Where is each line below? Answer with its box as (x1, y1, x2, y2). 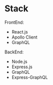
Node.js (11, 58, 28, 64)
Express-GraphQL (11, 74, 48, 80)
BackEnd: (4, 49, 24, 55)
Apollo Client (11, 34, 37, 40)
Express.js (11, 64, 33, 70)
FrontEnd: (4, 19, 24, 25)
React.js (11, 29, 28, 35)
